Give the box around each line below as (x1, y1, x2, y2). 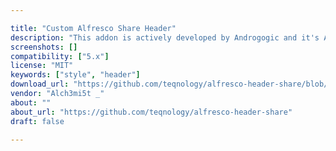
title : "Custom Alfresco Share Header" (10, 23, 177, 33)
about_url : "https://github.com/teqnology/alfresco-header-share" (10, 107, 293, 117)
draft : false (10, 116, 65, 126)
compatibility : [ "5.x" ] (10, 51, 110, 61)
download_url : (10, 79, 70, 90)
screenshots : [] (10, 42, 78, 52)
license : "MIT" (10, 61, 74, 71)
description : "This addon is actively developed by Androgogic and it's (10, 32, 320, 43)
